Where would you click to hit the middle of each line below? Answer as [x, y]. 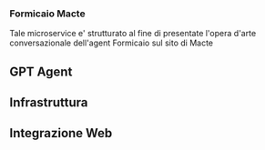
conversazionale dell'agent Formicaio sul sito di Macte [112, 43]
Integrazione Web [61, 133]
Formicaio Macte [47, 14]
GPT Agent [41, 71]
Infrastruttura [49, 103]
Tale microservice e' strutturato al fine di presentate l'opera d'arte [133, 34]
